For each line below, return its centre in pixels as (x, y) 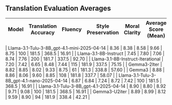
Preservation (103, 32)
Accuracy (42, 32)
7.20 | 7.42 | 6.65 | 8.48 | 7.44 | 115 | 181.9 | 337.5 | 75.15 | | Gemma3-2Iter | (84, 64)
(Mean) (156, 35)
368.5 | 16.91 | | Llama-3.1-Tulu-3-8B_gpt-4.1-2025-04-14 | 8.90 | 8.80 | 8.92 (86, 86)
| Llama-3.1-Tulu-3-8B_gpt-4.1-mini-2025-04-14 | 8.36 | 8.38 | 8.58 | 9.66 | (84, 48)
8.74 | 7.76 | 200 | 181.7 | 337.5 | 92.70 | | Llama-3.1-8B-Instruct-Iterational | (84, 59)
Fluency (72, 29)
